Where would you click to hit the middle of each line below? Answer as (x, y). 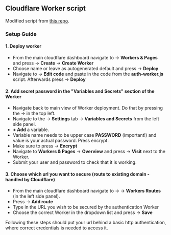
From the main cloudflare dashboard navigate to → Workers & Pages (85, 57)
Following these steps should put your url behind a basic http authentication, (86, 223)
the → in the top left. (34, 113)
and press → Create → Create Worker (53, 63)
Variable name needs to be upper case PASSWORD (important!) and (84, 135)
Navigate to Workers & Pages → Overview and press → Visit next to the (89, 152)
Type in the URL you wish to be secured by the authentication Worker (86, 207)
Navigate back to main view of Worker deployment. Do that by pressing (88, 108)
